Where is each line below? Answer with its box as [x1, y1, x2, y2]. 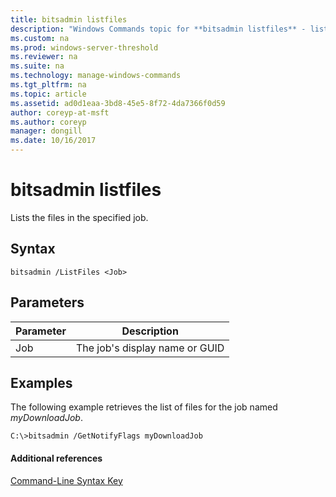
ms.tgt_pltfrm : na [10, 80, 87, 90]
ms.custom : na [10, 33, 70, 43]
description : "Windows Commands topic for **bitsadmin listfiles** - [10, 24, 307, 34]
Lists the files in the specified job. [10, 211, 149, 223]
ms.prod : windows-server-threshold [10, 42, 159, 53]
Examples [10, 374, 73, 391]
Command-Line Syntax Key [10, 474, 123, 486]
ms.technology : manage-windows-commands [10, 71, 182, 81]
